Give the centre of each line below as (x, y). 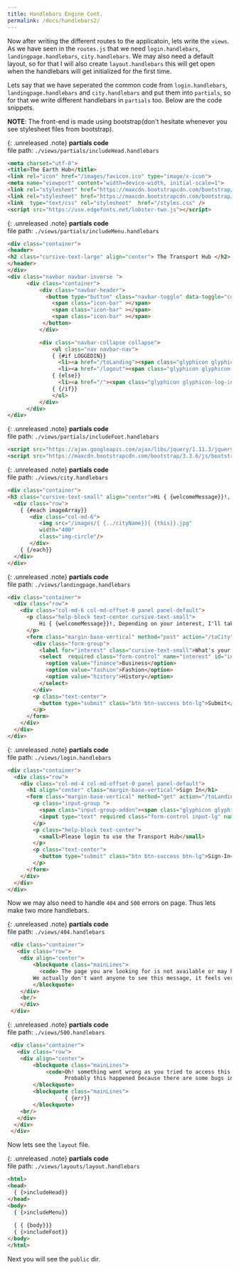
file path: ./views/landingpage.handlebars (69, 584)
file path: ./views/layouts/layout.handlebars (74, 1166)
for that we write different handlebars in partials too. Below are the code (115, 100)
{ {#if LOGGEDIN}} (79, 356)
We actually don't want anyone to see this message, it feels (127, 978)
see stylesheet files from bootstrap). (60, 129)
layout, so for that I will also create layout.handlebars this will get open (111, 63)
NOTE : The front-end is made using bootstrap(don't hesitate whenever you (117, 121)
